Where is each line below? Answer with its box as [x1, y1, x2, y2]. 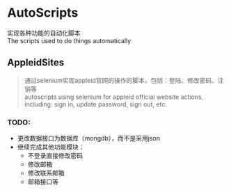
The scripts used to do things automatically [7, 36, 132, 45]
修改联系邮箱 [27, 169, 65, 177]
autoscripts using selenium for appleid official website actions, [24, 93, 204, 101]
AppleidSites [7, 57, 65, 69]
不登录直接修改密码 [27, 152, 83, 160]
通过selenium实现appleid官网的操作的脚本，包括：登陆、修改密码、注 [24, 76, 224, 84]
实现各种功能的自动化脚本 [7, 29, 81, 37]
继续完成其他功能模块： [17, 143, 85, 151]
